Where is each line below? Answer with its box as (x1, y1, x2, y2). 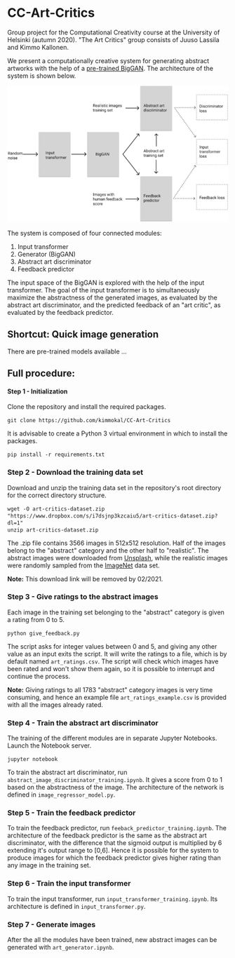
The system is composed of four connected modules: (7, 229, 163, 237)
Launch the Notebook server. (7, 741, 92, 750)
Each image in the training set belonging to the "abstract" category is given (7, 608, 224, 616)
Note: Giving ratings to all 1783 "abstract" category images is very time (7, 685, 213, 694)
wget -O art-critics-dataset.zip (7, 505, 105, 513)
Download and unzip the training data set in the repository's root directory (7, 483, 222, 492)
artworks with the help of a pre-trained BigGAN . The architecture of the (7, 64, 214, 72)
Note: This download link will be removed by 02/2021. (7, 574, 163, 583)
